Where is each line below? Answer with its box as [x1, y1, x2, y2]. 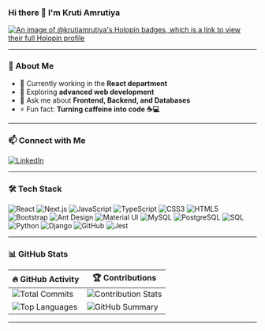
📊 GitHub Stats [8, 249, 69, 260]
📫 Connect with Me [8, 134, 86, 145]
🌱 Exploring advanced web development [19, 87, 155, 96]
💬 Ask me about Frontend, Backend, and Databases [19, 95, 191, 105]
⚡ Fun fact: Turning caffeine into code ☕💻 [19, 104, 160, 114]
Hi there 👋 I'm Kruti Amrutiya [8, 7, 121, 18]
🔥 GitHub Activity [12, 273, 80, 284]
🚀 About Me [8, 61, 54, 72]
